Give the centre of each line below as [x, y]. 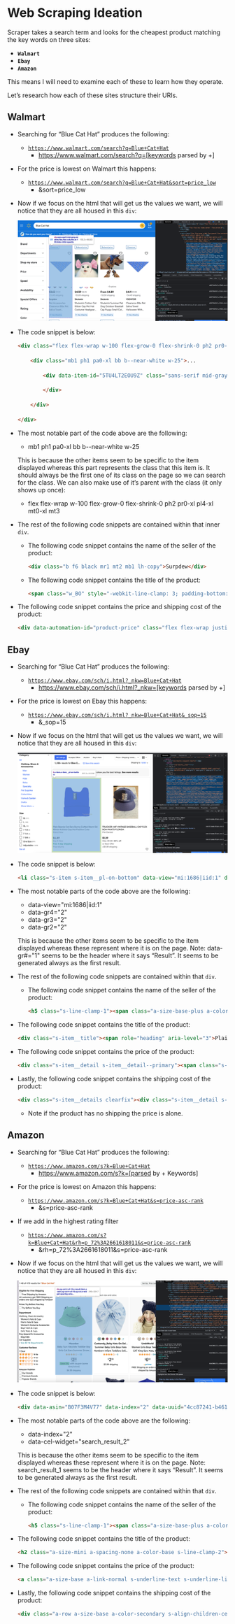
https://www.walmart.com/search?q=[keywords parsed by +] [126, 155]
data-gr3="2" [48, 920]
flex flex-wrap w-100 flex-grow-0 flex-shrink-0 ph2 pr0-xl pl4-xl [121, 503]
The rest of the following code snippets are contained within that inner [119, 524]
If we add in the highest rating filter [68, 1221]
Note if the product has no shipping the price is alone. [105, 1113]
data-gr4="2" [48, 912]
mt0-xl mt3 [44, 511]
